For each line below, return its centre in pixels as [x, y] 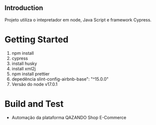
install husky [24, 63]
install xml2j [24, 68]
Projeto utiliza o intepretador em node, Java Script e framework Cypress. [78, 20]
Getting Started [37, 40]
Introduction [24, 8]
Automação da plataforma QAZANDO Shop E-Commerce [69, 117]
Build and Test [34, 104]
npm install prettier [31, 74]
